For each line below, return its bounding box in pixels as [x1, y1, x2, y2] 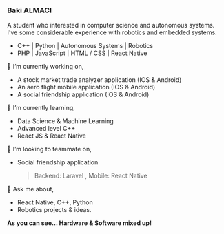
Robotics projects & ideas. [17, 206, 92, 214]
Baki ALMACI [7, 6, 52, 15]
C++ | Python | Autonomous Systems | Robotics [17, 42, 154, 50]
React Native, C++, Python [17, 198, 93, 206]
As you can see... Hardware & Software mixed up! [7, 219, 152, 227]
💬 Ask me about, [7, 185, 54, 193]
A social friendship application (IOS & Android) [17, 90, 150, 98]
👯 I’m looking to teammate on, [7, 145, 92, 153]
